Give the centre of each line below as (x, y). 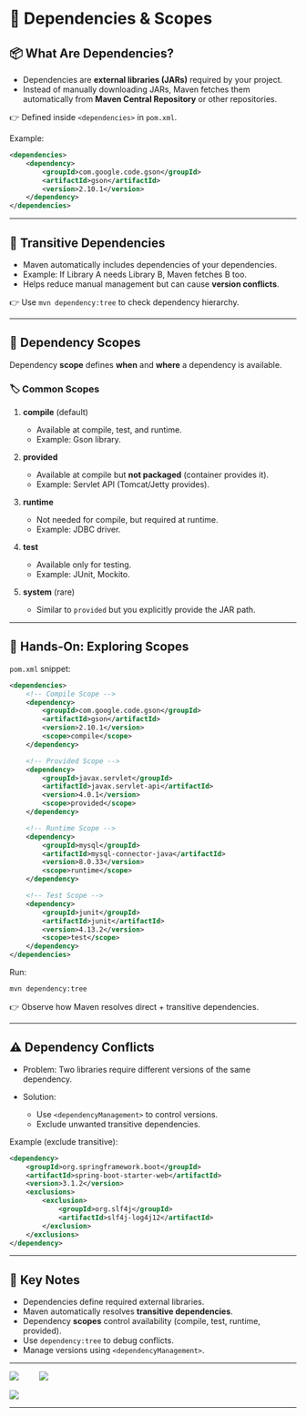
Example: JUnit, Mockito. (83, 575)
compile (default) (56, 413)
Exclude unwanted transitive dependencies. (118, 1124)
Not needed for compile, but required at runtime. (127, 520)
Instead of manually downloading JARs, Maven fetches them (136, 89)
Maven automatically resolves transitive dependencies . (128, 1311)
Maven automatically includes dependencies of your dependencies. (150, 264)
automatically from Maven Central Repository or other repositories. (150, 99)
